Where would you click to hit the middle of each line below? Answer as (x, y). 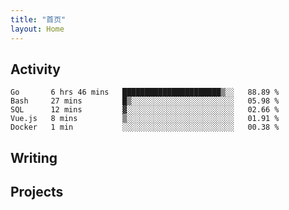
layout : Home (37, 29)
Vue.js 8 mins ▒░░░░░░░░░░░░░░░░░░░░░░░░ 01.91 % (145, 119)
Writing (34, 157)
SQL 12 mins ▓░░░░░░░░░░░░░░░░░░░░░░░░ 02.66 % (145, 110)
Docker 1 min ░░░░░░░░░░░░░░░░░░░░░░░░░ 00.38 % (145, 127)
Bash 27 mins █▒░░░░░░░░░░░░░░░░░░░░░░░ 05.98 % (145, 101)
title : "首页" (38, 19)
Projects (37, 192)
